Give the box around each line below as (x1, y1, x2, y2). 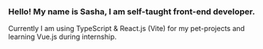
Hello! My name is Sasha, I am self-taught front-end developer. (8, 6, 256, 17)
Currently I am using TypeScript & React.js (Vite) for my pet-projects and (8, 24, 246, 33)
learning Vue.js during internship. (8, 32, 117, 41)
